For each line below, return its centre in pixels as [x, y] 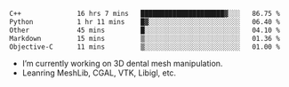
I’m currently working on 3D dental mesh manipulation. [122, 64]
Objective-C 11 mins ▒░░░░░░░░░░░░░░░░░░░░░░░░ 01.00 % [144, 47]
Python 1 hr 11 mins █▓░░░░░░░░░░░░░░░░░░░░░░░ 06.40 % [144, 22]
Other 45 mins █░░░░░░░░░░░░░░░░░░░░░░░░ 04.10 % [144, 30]
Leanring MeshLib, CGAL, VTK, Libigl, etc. [99, 73]
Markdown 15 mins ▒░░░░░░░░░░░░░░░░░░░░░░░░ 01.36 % [144, 38]
